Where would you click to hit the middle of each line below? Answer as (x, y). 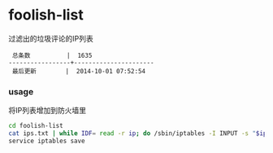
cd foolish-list (36, 126)
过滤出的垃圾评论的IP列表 (51, 38)
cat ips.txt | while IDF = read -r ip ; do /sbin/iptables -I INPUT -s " (132, 133)
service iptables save (47, 141)
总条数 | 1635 (52, 55)
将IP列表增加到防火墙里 (48, 111)
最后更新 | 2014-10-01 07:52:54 (79, 71)
